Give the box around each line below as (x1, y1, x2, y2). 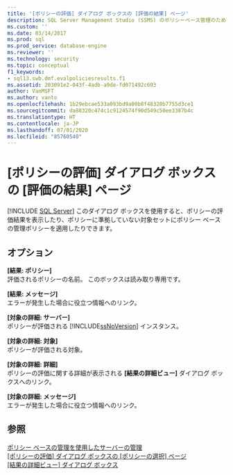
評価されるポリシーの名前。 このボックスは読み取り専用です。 (7, 275, 185, 283)
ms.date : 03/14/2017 (7, 29, 67, 37)
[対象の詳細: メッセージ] (7, 392, 76, 401)
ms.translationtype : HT (7, 113, 76, 120)
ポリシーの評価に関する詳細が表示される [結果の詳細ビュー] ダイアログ (7, 369, 210, 377)
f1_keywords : (7, 68, 45, 75)
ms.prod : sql (7, 36, 45, 43)
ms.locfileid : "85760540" (7, 133, 82, 140)
